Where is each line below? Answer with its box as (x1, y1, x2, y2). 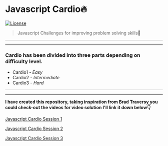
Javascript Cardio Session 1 (5, 116, 62, 122)
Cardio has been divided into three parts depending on (5, 51, 141, 58)
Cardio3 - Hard (12, 80, 44, 86)
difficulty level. (5, 58, 43, 65)
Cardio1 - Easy (12, 69, 43, 75)
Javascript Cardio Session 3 (5, 136, 63, 142)
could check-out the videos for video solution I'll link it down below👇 (5, 105, 151, 111)
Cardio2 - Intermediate (12, 75, 60, 81)
